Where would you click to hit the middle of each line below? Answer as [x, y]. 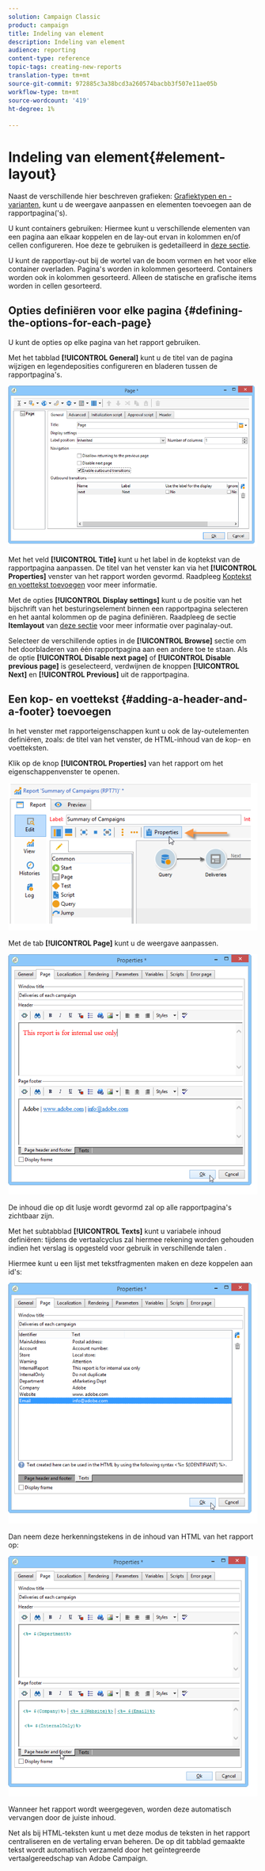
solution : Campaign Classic [55, 17]
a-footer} [32, 712]
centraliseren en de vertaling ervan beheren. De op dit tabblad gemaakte [127, 1842]
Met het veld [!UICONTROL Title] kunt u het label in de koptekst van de [124, 559]
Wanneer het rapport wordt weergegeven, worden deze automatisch [120, 1809]
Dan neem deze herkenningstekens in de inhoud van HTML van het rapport [131, 1536]
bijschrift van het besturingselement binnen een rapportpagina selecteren [128, 608]
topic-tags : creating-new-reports [65, 67]
